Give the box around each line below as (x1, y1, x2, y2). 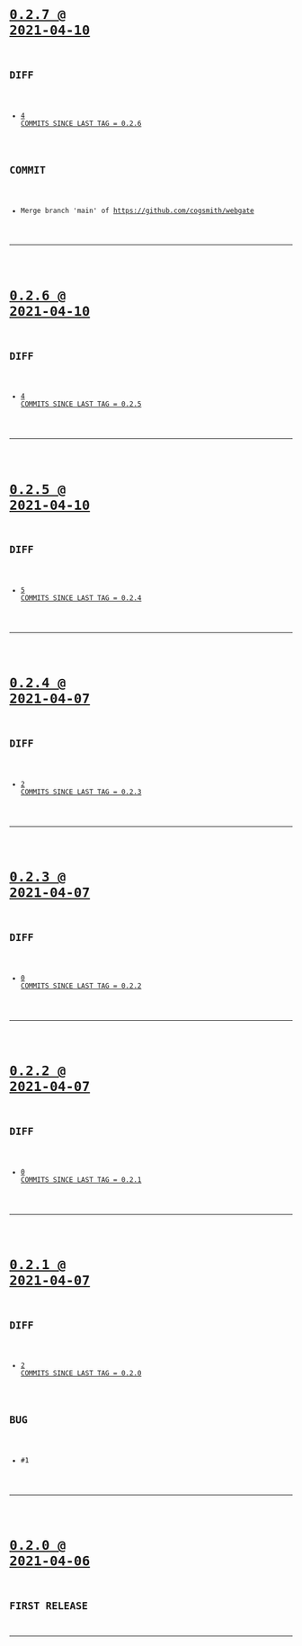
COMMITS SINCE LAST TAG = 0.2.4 (21, 594, 142, 603)
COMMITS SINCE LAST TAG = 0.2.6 (21, 119, 142, 128)
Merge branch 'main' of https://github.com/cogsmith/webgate (21, 206, 254, 215)
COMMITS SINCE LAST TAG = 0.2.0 (21, 1369, 142, 1378)
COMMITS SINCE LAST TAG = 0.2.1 (21, 1175, 142, 1185)
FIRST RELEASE (9, 1599, 88, 1613)
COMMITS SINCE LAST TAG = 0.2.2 (21, 981, 142, 990)
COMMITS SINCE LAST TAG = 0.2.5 (21, 399, 142, 409)
